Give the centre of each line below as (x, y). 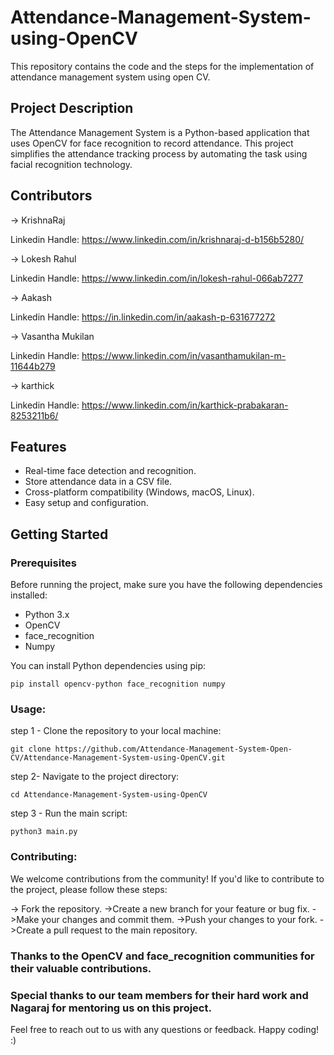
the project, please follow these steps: (89, 889)
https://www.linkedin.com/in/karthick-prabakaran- (185, 405)
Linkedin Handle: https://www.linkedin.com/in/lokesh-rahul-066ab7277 (157, 278)
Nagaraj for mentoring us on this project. (111, 1008)
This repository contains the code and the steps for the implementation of (162, 66)
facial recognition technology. (71, 164)
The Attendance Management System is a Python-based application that (160, 132)
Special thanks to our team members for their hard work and (159, 995)
